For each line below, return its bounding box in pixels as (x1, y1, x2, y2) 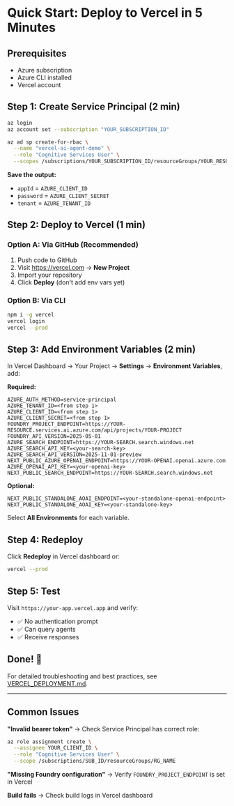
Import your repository (17, 271, 82, 279)
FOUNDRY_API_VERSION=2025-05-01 (7, 433, 101, 440)
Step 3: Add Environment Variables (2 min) (7, 344, 196, 356)
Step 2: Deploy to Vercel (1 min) (7, 219, 146, 231)
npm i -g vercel (7, 312, 54, 319)
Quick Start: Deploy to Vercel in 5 (7, 5, 203, 21)
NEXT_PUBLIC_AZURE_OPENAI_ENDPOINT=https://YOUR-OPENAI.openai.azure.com (7, 457, 226, 464)
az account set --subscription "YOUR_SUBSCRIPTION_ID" (7, 126, 170, 133)
